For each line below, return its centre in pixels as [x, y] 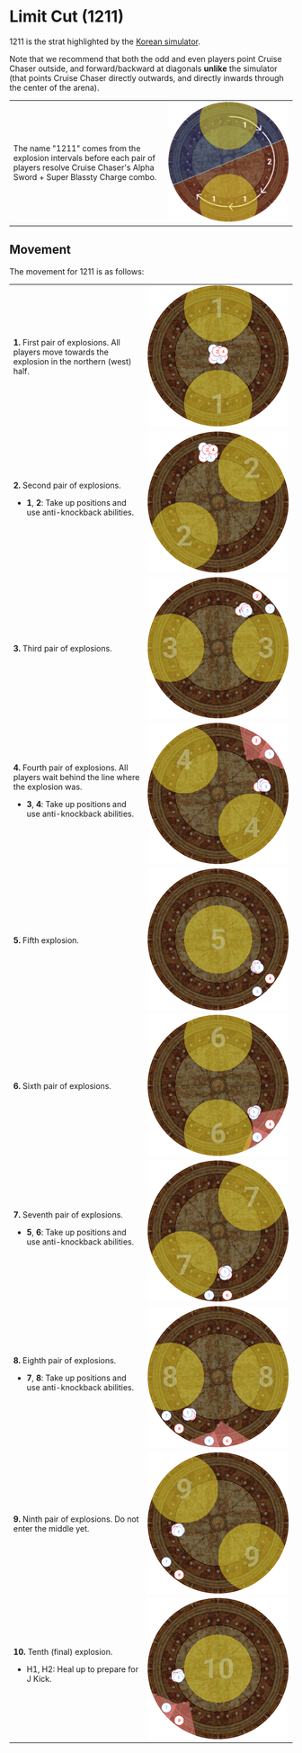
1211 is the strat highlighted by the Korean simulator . [105, 41]
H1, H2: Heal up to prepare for [83, 1669]
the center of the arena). [55, 87]
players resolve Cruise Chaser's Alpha [84, 167]
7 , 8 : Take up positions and [76, 1378]
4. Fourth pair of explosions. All [71, 768]
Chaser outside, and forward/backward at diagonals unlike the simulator [143, 68]
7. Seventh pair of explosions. [68, 1214]
